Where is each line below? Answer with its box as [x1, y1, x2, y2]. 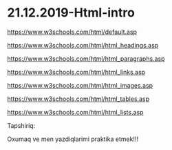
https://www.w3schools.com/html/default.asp [7, 28, 138, 36]
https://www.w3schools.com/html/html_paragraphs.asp [7, 54, 165, 63]
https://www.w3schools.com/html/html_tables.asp [7, 95, 150, 103]
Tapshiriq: [7, 121, 36, 129]
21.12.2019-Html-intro [7, 5, 136, 21]
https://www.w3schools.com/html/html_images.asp [7, 81, 153, 89]
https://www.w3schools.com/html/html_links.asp [7, 68, 146, 76]
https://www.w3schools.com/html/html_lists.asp [7, 108, 144, 116]
